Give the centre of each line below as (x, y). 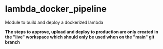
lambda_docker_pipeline (56, 9)
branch (13, 42)
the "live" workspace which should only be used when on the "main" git (80, 37)
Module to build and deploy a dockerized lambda (54, 22)
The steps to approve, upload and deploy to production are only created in (82, 32)
